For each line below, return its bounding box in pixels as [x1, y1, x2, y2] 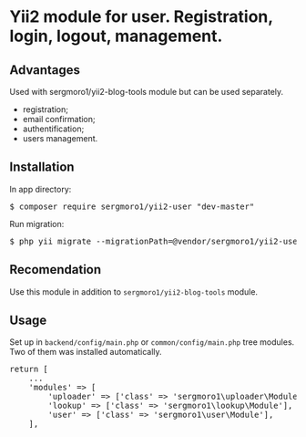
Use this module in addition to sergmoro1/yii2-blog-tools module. [9, 286, 258, 297]
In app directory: [9, 183, 72, 194]
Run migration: [9, 218, 65, 229]
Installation [9, 160, 75, 175]
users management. [22, 133, 98, 143]
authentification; [22, 123, 85, 134]
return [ [9, 364, 48, 375]
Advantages [9, 62, 80, 78]
